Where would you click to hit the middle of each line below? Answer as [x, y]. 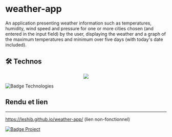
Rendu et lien [27, 102]
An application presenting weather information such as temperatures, [79, 23]
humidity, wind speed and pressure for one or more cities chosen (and [79, 28]
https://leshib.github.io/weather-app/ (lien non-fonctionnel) [68, 119]
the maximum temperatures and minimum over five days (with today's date [84, 39]
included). [16, 44]
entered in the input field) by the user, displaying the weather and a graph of [86, 34]
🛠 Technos [24, 62]
